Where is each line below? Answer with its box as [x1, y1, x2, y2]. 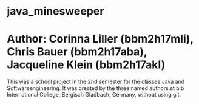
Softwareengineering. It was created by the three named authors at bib [7, 85, 184, 92]
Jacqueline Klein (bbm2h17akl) [7, 58, 166, 72]
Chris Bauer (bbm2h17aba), [7, 45, 147, 59]
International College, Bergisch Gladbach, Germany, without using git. [7, 91, 181, 99]
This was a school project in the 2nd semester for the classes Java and [7, 78, 185, 86]
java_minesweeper [7, 4, 104, 18]
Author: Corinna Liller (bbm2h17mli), [7, 32, 194, 46]
